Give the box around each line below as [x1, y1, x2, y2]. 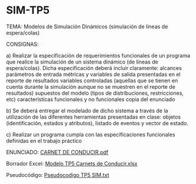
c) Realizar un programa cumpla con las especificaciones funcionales [6, 131, 175, 138]
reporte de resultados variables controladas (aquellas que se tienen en [6, 77, 178, 84]
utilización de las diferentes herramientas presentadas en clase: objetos [6, 113, 181, 121]
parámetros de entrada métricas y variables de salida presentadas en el [6, 71, 181, 78]
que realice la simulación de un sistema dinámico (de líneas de [6, 58, 158, 65]
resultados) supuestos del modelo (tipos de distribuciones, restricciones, [6, 89, 184, 96]
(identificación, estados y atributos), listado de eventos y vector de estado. [6, 119, 189, 126]
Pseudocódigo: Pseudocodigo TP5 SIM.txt [6, 171, 109, 178]
